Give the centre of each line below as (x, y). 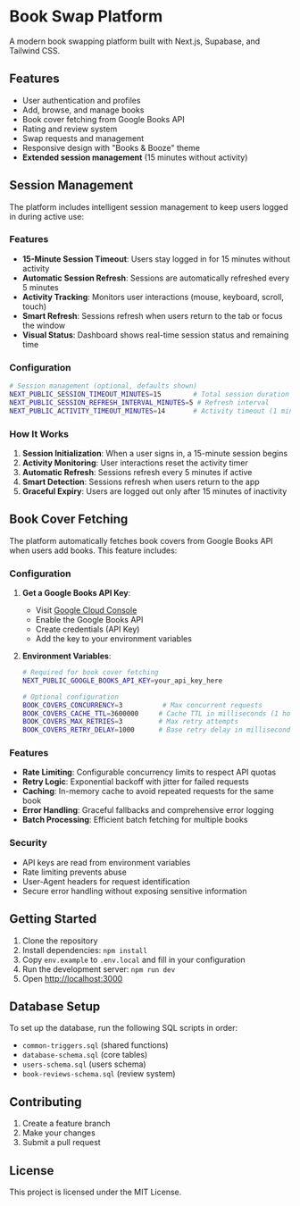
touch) (34, 306)
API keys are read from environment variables (106, 862)
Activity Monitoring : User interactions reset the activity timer (135, 463)
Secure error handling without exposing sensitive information (134, 891)
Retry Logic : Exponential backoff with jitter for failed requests (136, 782)
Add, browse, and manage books (83, 110)
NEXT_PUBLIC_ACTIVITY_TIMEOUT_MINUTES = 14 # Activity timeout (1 (143, 411)
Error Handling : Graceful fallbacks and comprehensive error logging (148, 810)
